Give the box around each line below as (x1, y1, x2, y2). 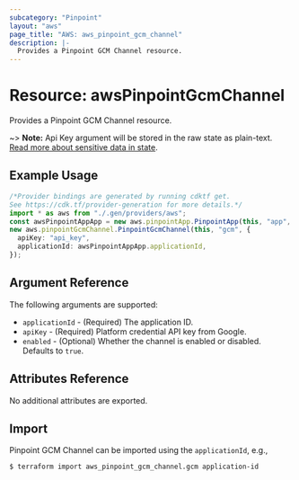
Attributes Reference (9, 371, 129, 387)
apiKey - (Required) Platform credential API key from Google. (22, 325, 247, 337)
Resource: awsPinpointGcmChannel (9, 85, 286, 106)
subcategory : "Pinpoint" (9, 13, 102, 22)
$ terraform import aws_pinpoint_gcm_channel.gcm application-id (9, 462, 259, 472)
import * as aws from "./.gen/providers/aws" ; (9, 209, 187, 218)
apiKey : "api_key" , (17, 234, 91, 243)
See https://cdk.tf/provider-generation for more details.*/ (9, 200, 243, 209)
